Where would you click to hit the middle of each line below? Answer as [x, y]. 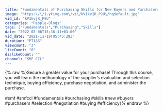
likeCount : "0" [20, 50]
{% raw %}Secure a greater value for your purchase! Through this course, [79, 72]
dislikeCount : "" [23, 54]
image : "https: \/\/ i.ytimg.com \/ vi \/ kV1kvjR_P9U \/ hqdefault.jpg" [72, 14]
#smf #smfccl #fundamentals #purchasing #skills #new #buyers [69, 98]
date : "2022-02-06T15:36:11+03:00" [41, 32]
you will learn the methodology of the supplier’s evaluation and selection [77, 78]
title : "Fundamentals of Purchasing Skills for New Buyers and [70, 9]
